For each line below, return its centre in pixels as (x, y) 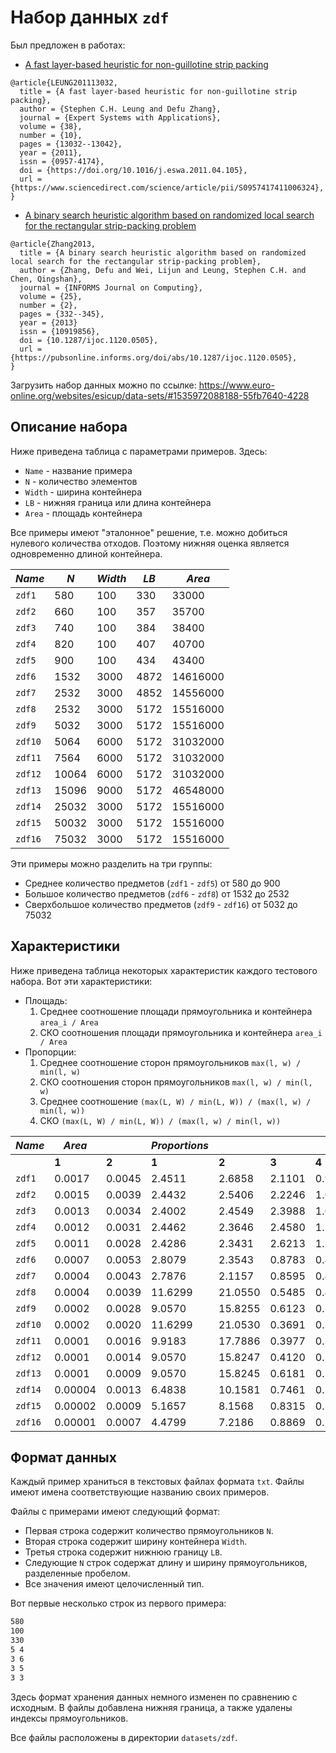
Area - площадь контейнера (83, 513)
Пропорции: (50, 1052)
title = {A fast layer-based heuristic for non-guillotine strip (158, 91)
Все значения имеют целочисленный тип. (114, 1584)
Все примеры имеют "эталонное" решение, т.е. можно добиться (149, 532)
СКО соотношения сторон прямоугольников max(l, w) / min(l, (176, 1082)
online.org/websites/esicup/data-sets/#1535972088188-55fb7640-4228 (160, 395)
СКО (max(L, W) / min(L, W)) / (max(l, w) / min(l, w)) (160, 1120)
